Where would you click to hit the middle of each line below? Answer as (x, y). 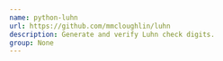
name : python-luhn (44, 17)
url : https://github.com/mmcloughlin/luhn (90, 26)
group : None (31, 43)
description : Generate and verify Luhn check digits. (112, 34)
